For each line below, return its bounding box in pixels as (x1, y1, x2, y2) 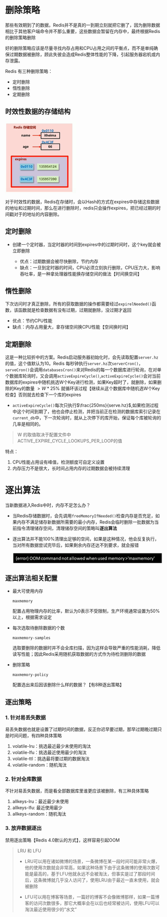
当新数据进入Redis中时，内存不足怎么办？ (5, 502, 91, 508)
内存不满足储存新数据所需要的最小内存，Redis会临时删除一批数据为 (16, 519, 155, 525)
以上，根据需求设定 (12, 614, 52, 620)
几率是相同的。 (12, 421, 43, 427)
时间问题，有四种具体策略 (9, 733, 62, 739)
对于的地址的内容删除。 (13, 211, 62, 217)
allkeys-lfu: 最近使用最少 (12, 805, 63, 811)
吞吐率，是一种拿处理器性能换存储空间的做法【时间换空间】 (19, 271, 142, 277)
